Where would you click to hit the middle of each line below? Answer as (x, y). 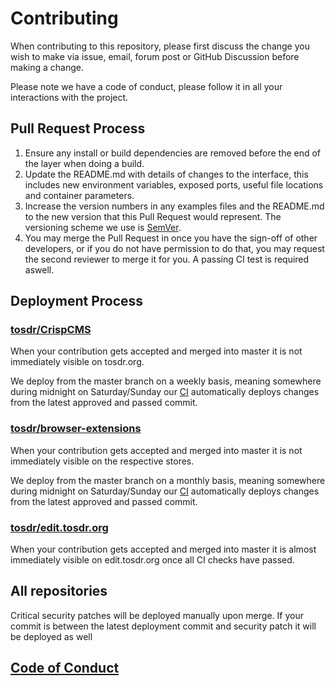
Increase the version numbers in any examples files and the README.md (174, 206)
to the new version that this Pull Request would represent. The (153, 216)
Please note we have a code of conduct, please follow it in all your (146, 86)
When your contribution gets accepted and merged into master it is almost (163, 549)
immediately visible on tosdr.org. (77, 362)
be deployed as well (51, 636)
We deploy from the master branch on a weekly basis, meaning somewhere (166, 381)
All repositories (59, 591)
